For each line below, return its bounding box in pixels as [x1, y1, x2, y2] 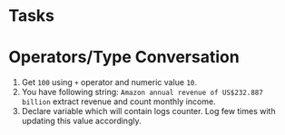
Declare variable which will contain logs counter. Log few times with [21, 106, 276, 117]
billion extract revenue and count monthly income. [21, 96, 216, 107]
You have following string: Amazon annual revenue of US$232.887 [21, 87, 264, 98]
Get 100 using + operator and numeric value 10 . [21, 77, 197, 88]
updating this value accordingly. [21, 115, 142, 127]
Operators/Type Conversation [8, 47, 240, 68]
